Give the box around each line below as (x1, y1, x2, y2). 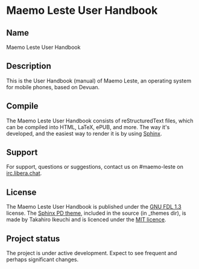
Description (6, 61, 51, 71)
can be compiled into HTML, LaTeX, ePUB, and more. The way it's (6, 123, 170, 130)
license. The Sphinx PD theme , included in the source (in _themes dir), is (6, 209, 186, 217)
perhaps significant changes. (6, 256, 79, 263)
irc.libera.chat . (6, 169, 42, 177)
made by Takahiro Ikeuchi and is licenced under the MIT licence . (6, 216, 167, 223)
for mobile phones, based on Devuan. (6, 83, 100, 90)
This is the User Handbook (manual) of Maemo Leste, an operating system (6, 77, 192, 84)
